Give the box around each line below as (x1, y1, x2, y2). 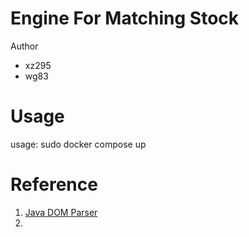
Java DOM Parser (24, 206, 98, 218)
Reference (10, 173, 98, 196)
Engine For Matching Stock (10, 7, 240, 30)
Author (10, 40, 39, 52)
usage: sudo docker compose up (10, 138, 147, 150)
